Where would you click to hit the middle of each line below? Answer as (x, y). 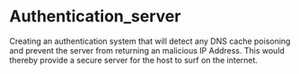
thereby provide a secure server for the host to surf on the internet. (134, 60)
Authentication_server (95, 16)
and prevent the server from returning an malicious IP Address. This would (147, 50)
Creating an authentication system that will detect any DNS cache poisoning (150, 41)
